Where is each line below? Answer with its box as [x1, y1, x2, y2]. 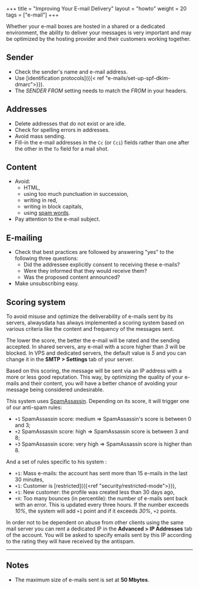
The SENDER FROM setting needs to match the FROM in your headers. [14, 87, 188, 94]
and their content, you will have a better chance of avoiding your [20, 380, 178, 387]
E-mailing [6, 233, 43, 243]
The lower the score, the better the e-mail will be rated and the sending [6, 337, 180, 344]
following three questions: [14, 255, 79, 262]
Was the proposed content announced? [23, 273, 120, 281]
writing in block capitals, [23, 203, 84, 210]
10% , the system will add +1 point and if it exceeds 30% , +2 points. [14, 507, 177, 514]
